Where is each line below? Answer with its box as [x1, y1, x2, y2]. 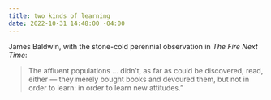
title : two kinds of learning [8, 11, 111, 20]
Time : [8, 50, 28, 60]
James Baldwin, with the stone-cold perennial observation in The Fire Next [8, 41, 258, 51]
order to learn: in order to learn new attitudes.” [28, 82, 184, 93]
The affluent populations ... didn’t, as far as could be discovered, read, [28, 65, 264, 75]
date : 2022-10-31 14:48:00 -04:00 [8, 19, 126, 27]
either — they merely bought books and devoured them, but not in [28, 74, 250, 84]
